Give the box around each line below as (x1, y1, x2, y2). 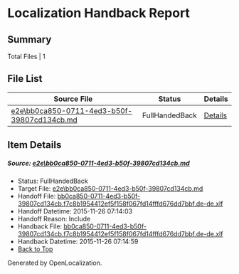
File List (7, 73, 43, 85)
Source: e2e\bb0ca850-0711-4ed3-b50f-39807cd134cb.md (7, 159, 190, 167)
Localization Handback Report (7, 5, 191, 21)
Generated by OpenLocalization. (7, 258, 102, 268)
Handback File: (17, 222, 63, 231)
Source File (53, 94, 93, 104)
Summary (7, 33, 52, 46)
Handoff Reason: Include (17, 215, 91, 223)
